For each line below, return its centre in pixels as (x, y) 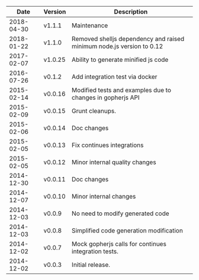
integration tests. (95, 251)
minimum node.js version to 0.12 (118, 46)
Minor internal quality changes (114, 162)
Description (131, 12)
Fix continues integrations (108, 145)
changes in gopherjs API (106, 97)
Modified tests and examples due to (122, 90)
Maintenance (90, 25)
